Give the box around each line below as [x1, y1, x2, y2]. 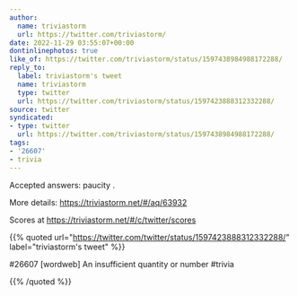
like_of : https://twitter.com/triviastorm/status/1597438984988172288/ [9, 55, 283, 64]
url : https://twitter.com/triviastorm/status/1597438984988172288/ [17, 130, 276, 139]
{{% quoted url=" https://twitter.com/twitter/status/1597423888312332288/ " [9, 231, 290, 242]
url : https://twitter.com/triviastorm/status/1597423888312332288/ [17, 96, 276, 106]
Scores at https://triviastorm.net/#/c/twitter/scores [9, 214, 197, 225]
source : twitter [9, 105, 70, 114]
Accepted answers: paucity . [9, 179, 115, 190]
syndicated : [9, 113, 54, 122]
